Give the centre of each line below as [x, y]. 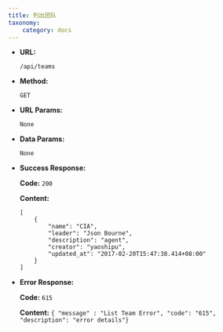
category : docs [47, 30]
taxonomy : [24, 23]
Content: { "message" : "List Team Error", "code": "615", [118, 313]
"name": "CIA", [73, 227]
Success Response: [53, 168]
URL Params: [41, 110]
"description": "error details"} [74, 320]
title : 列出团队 [32, 15]
